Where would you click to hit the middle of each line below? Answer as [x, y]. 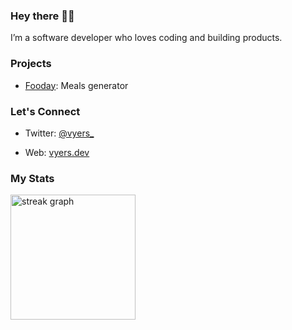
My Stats [32, 178]
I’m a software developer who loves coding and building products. [146, 38]
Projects [31, 64]
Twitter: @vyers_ [59, 133]
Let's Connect [45, 111]
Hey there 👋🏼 [42, 16]
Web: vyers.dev [57, 152]
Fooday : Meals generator [76, 85]
